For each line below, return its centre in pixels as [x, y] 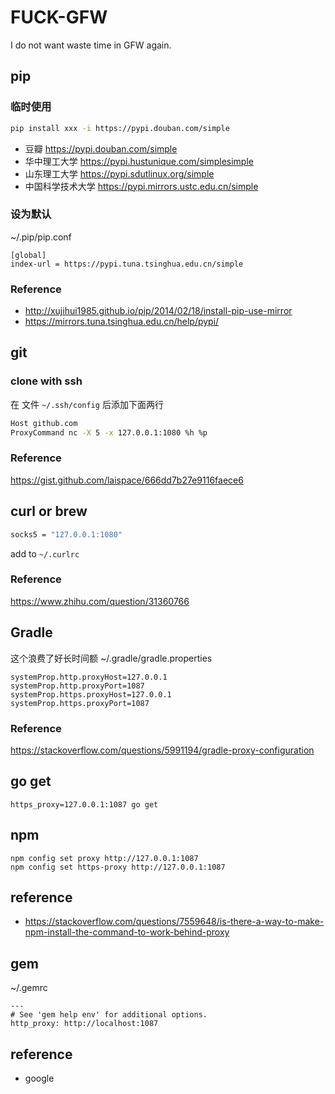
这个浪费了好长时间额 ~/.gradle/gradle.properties [111, 658]
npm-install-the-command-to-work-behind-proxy [127, 932]
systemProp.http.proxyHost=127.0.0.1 [89, 677]
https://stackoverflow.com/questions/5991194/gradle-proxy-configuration [162, 750]
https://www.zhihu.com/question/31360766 [100, 601]
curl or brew [49, 511]
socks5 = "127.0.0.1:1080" [66, 534]
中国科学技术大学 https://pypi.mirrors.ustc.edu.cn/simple [141, 186]
